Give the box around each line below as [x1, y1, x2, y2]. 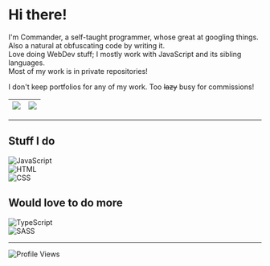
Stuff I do [8, 134, 55, 148]
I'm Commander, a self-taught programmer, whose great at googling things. [8, 32, 259, 42]
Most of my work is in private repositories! [8, 66, 149, 76]
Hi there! [8, 6, 67, 24]
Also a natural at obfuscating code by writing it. [8, 40, 166, 50]
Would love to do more [8, 196, 123, 210]
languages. [8, 58, 46, 68]
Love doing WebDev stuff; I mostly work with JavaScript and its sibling [8, 49, 242, 59]
